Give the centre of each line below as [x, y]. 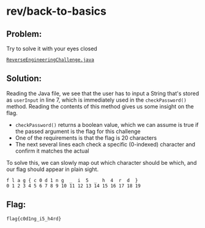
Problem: [24, 34]
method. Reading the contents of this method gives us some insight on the [100, 106]
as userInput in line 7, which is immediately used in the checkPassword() [96, 100]
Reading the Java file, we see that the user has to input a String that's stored [103, 93]
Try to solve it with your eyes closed [52, 48]
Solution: [24, 79]
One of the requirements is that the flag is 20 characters [86, 138]
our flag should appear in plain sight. [53, 169]
